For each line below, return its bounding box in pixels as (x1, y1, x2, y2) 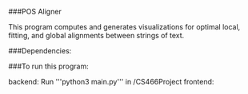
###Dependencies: (8, 46, 72, 55)
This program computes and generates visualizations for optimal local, (8, 22, 241, 31)
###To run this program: (8, 61, 90, 71)
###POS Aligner (8, 7, 62, 16)
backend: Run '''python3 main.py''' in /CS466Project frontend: (8, 77, 214, 86)
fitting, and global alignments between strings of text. (8, 31, 185, 40)
